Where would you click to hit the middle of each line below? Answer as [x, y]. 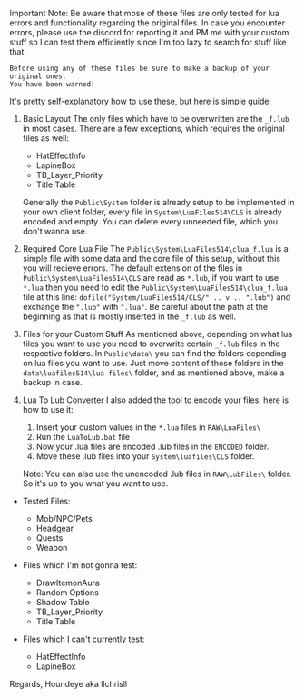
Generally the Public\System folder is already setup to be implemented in [158, 202]
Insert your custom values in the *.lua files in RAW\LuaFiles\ [148, 427]
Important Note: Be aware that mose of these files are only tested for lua [144, 13]
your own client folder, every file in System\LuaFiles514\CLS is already [152, 212]
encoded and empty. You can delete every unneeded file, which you [150, 221]
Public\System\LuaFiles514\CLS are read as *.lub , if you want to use [151, 278]
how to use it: [48, 409]
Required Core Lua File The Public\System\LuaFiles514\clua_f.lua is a [155, 249]
